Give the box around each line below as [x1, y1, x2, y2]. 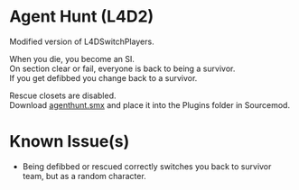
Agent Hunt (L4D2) [9, 6, 154, 27]
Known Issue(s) [9, 131, 130, 152]
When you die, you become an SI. [9, 53, 135, 64]
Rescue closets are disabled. [9, 90, 117, 101]
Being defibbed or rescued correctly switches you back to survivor [22, 160, 272, 172]
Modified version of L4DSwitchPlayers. [9, 36, 155, 47]
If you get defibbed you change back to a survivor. [9, 72, 198, 83]
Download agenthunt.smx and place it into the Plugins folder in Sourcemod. [9, 99, 291, 110]
